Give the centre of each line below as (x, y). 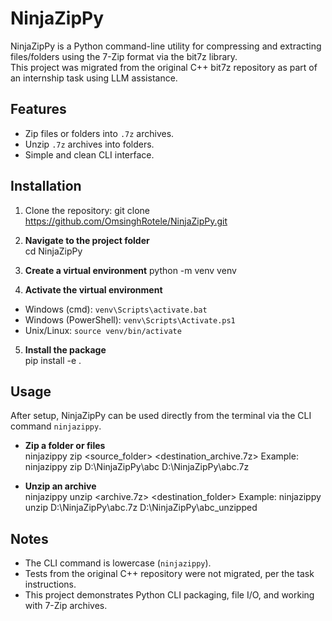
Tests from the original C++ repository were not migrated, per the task (169, 574)
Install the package (65, 349)
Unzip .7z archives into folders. (89, 144)
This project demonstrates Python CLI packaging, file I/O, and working (169, 595)
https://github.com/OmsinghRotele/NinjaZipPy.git (126, 221)
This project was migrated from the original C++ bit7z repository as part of (164, 67)
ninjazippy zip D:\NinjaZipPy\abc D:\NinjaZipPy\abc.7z (137, 467)
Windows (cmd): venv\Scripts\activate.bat (116, 309)
